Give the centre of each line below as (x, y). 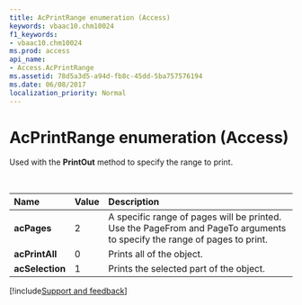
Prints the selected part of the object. (187, 269)
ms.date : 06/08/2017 (48, 85)
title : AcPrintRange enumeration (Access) (90, 18)
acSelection (40, 269)
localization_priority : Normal (68, 93)
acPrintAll (36, 255)
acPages (33, 229)
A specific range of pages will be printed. (195, 217)
